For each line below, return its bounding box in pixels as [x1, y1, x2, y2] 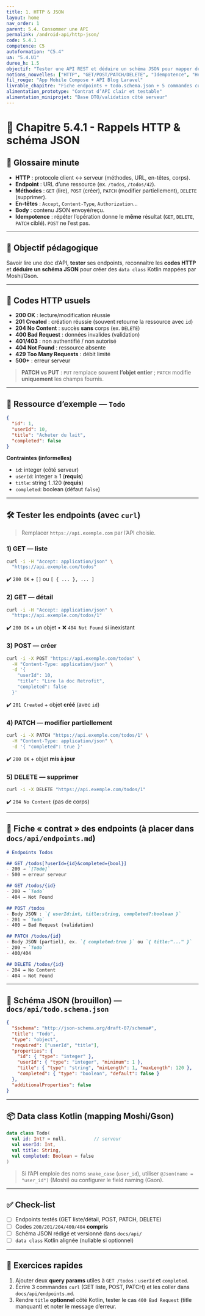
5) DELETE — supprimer [6, 772, 79, 781]
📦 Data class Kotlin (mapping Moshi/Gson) [6, 1111, 174, 1121]
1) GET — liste [6, 544, 48, 553]
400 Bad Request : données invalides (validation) [15, 331, 140, 338]
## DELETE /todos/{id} [6, 961, 64, 967]
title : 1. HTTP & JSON [6, 9, 64, 15]
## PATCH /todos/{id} [6, 933, 62, 940]
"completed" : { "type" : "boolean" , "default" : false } [17, 1070, 160, 1077]
